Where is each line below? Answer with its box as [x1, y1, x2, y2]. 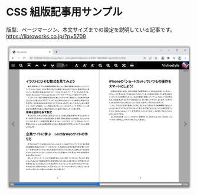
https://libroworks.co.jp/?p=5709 [6, 32, 87, 40]
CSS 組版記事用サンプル [6, 5, 123, 19]
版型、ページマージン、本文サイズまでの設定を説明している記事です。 [6, 26, 176, 33]
